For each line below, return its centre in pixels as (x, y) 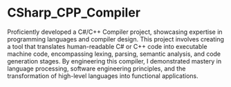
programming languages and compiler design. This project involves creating (116, 39)
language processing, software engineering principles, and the (96, 68)
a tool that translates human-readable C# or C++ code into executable (107, 46)
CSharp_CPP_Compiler (74, 13)
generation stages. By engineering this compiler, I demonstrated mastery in (114, 61)
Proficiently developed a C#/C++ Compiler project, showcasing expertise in (115, 32)
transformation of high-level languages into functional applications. (103, 76)
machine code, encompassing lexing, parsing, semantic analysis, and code (114, 54)
